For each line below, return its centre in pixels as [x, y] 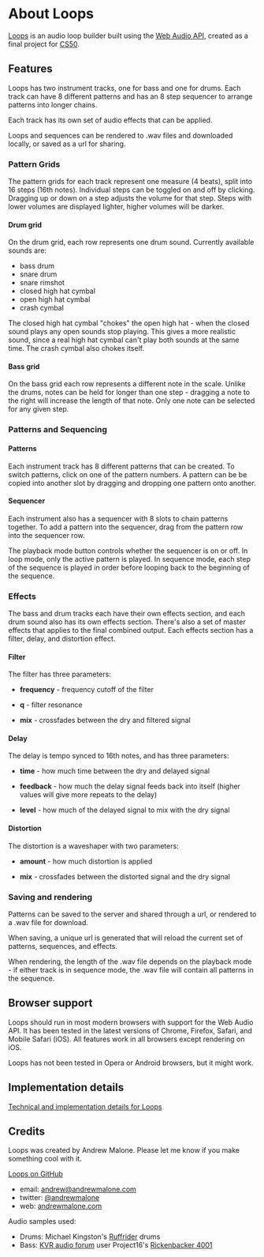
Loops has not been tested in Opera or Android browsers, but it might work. [131, 1063]
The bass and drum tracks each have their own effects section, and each [127, 614]
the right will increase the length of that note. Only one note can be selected [132, 401]
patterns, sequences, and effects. [63, 946]
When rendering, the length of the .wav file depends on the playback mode [130, 962]
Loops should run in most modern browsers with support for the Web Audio [131, 1022]
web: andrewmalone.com [61, 1206]
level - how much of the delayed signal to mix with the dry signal [125, 810]
